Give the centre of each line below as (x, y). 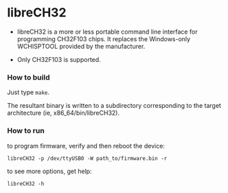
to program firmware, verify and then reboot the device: (86, 146)
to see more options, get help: (49, 171)
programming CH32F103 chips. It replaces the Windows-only (104, 38)
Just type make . (28, 92)
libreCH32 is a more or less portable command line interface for (107, 32)
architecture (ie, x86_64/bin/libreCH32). (64, 113)
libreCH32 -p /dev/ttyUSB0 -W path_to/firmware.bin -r (87, 158)
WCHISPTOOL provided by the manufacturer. (81, 46)
